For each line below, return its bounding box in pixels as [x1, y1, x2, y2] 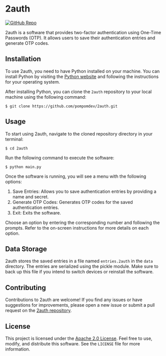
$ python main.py [5, 164, 42, 169]
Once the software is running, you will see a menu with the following [5, 173, 146, 179]
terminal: [5, 136, 24, 142]
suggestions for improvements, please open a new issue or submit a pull [5, 302, 155, 308]
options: [5, 178, 23, 184]
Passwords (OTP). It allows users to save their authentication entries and [5, 35, 155, 41]
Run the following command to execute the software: [5, 155, 114, 161]
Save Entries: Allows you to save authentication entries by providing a [12, 188, 156, 194]
